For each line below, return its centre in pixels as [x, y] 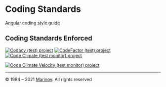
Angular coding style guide [33, 23]
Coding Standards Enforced [49, 38]
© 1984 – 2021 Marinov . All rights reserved [49, 79]
